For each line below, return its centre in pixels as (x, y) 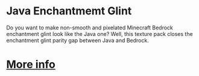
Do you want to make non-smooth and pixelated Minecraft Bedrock (90, 28)
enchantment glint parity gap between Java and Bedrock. (77, 40)
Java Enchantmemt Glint (69, 11)
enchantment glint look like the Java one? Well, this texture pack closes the (99, 34)
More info (31, 65)
